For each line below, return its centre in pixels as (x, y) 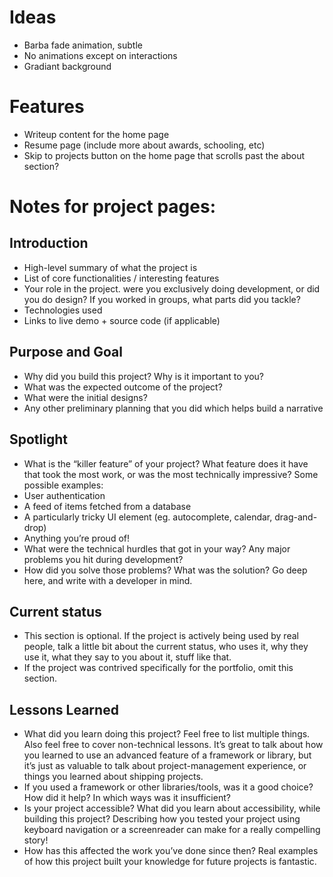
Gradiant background (67, 66)
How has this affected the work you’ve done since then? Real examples (171, 851)
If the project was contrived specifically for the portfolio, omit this (158, 668)
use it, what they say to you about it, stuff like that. (127, 657)
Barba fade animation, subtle (83, 45)
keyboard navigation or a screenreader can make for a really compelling (172, 830)
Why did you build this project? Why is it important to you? (144, 376)
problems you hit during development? (103, 559)
